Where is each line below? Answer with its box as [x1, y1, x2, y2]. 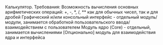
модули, [5, 19, 22, 25]
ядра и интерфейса [5, 34, 45, 40]
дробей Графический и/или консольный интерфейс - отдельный [5, 14, 140, 20]
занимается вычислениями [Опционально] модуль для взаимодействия [5, 30, 156, 35]
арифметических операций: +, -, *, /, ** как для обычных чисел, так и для [5, 9, 158, 15]
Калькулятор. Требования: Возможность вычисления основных [5, 4, 139, 10]
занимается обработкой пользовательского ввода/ [23, 19, 130, 25]
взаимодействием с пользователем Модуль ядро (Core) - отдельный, [5, 24, 151, 30]
